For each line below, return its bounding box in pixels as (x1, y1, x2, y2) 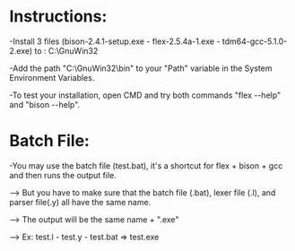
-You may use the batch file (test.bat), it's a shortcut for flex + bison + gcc (9, 160, 283, 171)
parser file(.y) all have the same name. (9, 196, 152, 207)
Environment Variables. (9, 72, 95, 82)
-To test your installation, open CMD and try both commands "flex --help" (9, 90, 282, 100)
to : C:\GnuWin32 (34, 45, 99, 56)
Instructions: (9, 6, 108, 27)
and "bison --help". (9, 99, 81, 109)
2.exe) (9, 45, 33, 56)
